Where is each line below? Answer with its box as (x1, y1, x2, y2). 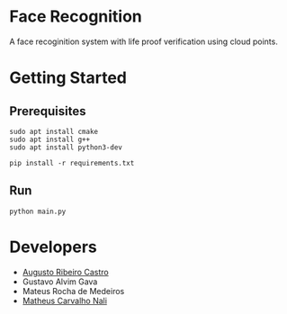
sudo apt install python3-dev (9, 142, 123, 152)
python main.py (9, 207, 67, 216)
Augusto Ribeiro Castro (22, 266, 110, 277)
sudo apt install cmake (9, 127, 99, 136)
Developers (9, 237, 97, 257)
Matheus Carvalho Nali (22, 295, 108, 306)
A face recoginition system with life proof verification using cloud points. (9, 36, 279, 47)
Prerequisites (9, 103, 86, 119)
